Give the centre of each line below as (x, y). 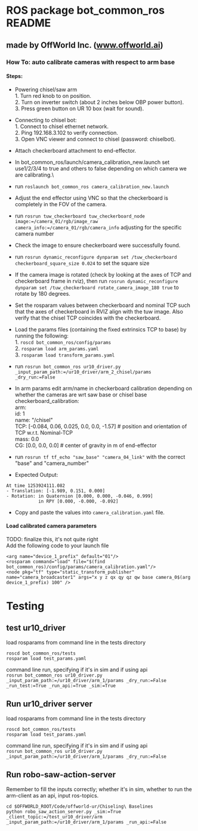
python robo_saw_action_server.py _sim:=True (64, 811)
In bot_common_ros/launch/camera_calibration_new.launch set (92, 162)
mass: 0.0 (27, 439)
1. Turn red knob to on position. (53, 95)
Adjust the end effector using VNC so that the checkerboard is (92, 198)
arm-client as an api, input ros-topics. (52, 795)
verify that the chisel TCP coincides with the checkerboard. (88, 318)
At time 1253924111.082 (36, 486)
